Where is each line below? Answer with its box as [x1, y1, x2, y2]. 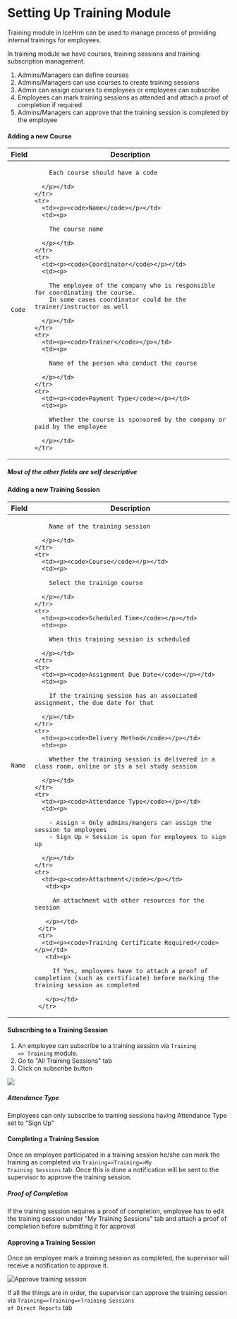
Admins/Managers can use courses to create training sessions [17, 78, 200, 86]
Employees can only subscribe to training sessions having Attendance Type [7, 1111, 227, 1119]
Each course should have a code [49, 169, 157, 177]
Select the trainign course [49, 579, 143, 586]
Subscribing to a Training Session [7, 1025, 108, 1035]
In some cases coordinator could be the [49, 296, 187, 304]
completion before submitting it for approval [7, 1222, 135, 1231]
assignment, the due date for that [34, 699, 154, 706]
